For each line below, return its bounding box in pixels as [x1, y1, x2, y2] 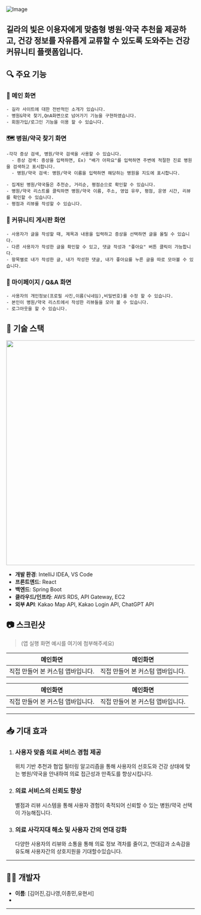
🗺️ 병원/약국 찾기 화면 [6, 134, 67, 142]
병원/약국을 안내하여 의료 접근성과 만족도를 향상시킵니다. [21, 770, 153, 778]
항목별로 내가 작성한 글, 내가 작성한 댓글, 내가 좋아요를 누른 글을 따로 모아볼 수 [11, 257, 187, 263]
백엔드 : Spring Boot [14, 585, 62, 593]
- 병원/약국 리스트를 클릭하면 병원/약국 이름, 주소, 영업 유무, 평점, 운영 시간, [6, 188, 181, 194]
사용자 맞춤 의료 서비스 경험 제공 [14, 748, 102, 756]
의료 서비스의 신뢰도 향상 [14, 787, 82, 795]
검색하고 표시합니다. [13, 164, 56, 170]
